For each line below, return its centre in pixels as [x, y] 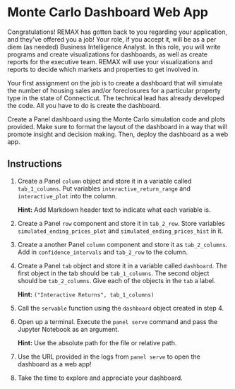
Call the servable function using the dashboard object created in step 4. [121, 308]
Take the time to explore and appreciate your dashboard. [100, 378]
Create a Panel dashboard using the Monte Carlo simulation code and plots [116, 119]
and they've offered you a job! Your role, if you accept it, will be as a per [112, 39]
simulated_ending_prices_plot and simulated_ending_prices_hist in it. [120, 231]
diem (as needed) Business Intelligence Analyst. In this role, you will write [114, 47]
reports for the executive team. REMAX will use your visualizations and [110, 61]
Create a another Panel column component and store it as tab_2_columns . [122, 244]
